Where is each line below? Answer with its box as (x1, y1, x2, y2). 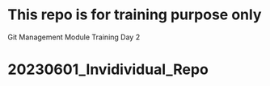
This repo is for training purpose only (7, 6, 262, 24)
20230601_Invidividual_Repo (7, 60, 209, 79)
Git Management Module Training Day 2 (7, 32, 141, 42)
